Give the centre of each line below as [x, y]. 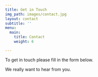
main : [15, 32]
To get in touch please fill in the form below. [49, 60]
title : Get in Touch [26, 10]
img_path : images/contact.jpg [36, 14]
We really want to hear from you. [38, 69]
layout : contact [22, 19]
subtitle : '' [18, 23]
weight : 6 [24, 42]
